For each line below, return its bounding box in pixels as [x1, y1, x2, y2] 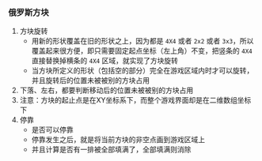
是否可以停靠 [31, 125, 74, 135]
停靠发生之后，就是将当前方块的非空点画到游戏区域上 [31, 135, 206, 144]
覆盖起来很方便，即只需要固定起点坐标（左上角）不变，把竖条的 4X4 [31, 46, 253, 56]
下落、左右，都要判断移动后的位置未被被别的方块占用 [19, 85, 194, 95]
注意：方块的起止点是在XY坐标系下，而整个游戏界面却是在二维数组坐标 [19, 95, 252, 105]
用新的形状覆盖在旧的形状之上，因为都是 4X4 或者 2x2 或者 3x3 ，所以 [31, 36, 254, 46]
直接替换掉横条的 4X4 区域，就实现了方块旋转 [31, 56, 178, 66]
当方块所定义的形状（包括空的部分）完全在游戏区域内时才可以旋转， [31, 66, 254, 76]
